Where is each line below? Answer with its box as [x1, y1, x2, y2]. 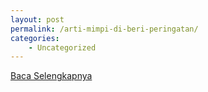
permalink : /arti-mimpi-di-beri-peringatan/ [10, 24, 199, 34]
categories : [10, 33, 60, 43]
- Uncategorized [28, 42, 97, 53]
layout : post [10, 14, 65, 25]
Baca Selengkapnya [10, 70, 93, 82]
